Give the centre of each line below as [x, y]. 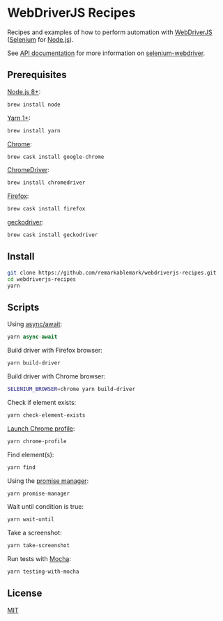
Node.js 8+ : [24, 91]
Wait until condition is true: [45, 507]
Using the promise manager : [48, 481]
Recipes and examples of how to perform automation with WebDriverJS [110, 32]
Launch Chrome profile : [41, 428]
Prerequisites [37, 75]
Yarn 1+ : [19, 118]
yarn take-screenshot [39, 546]
